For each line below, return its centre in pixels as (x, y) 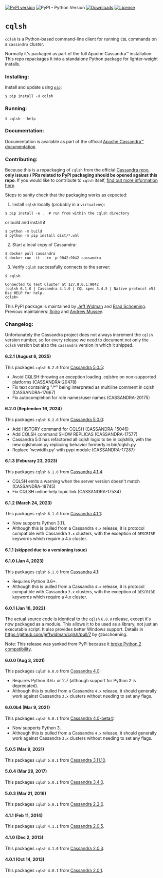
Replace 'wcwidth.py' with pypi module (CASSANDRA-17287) (73, 450)
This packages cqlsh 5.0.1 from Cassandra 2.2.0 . (55, 804)
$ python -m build (24, 231)
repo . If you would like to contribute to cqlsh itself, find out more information (81, 180)
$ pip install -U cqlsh (29, 96)
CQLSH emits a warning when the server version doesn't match (76, 481)
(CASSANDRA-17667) (34, 392)
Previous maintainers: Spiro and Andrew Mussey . (54, 312)
